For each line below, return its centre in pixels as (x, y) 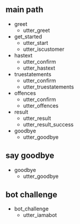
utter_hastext (39, 68)
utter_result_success (48, 124)
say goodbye (30, 156)
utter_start (36, 43)
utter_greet (36, 30)
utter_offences (41, 105)
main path (25, 10)
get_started (28, 36)
